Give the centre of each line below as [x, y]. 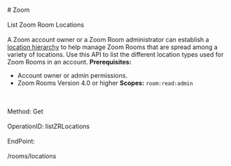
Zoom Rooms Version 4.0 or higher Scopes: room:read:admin [105, 83]
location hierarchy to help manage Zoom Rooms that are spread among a [113, 47]
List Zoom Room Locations [46, 25]
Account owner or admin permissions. [72, 75]
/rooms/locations [32, 156]
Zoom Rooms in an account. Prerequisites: [69, 62]
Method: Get [25, 111]
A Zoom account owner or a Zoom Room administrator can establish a [108, 40]
